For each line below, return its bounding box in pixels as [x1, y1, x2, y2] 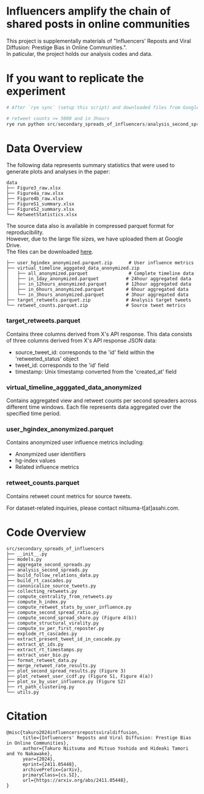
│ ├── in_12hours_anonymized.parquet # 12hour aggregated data [6, 281, 191, 287]
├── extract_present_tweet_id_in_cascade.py [6, 636, 121, 642]
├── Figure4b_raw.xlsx [6, 196, 64, 202]
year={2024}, [22, 756, 56, 762]
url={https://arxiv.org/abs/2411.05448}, [22, 777, 129, 783]
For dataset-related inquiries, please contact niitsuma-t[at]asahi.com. [6, 504, 180, 512]
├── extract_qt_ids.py [6, 641, 64, 648]
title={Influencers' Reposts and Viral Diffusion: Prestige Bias [22, 734, 191, 741]
